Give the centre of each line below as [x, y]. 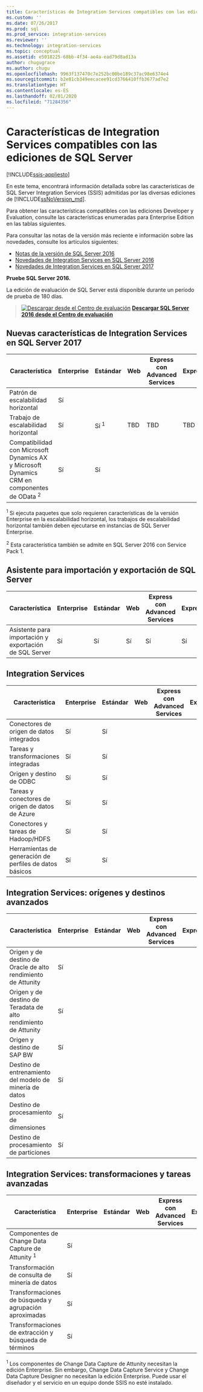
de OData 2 [25, 496]
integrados [25, 739]
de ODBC [23, 781]
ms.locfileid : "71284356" [39, 102]
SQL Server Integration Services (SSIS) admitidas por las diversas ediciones [101, 192]
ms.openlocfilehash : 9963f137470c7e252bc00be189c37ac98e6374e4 [88, 74]
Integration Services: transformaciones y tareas [99, 1174]
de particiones [30, 1152]
